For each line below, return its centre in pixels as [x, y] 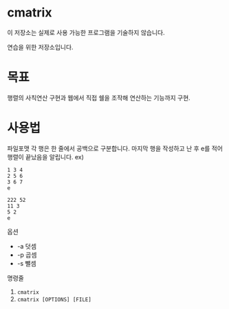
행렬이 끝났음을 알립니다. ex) [46, 157]
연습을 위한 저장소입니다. [40, 47]
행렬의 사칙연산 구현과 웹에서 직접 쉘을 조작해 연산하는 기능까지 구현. [99, 98]
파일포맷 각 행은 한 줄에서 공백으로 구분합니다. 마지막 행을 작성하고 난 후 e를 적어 [115, 148]
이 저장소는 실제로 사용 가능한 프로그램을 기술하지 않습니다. [86, 32]
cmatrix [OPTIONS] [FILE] [54, 299]
